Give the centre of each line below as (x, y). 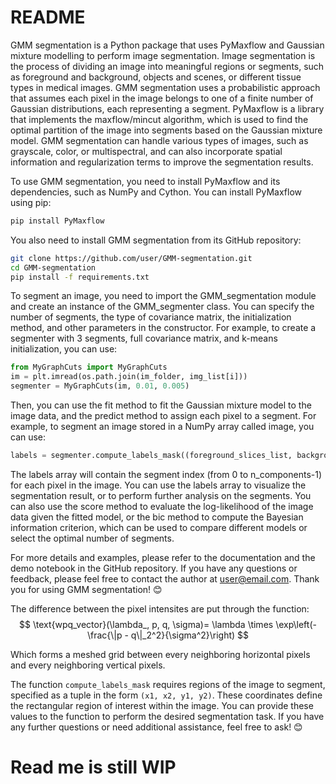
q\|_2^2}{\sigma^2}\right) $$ (190, 635)
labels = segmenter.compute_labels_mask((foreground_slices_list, (151, 456)
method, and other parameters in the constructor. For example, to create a (163, 328)
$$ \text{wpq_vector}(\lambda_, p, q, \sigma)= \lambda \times (146, 624)
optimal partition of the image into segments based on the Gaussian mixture (166, 130)
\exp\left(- (296, 624)
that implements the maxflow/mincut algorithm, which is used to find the (159, 119)
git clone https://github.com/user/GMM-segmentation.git (131, 258)
